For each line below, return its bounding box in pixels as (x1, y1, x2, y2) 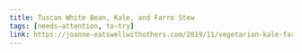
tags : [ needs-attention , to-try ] (9, 22, 135, 31)
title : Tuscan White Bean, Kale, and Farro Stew (9, 13, 195, 22)
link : (9, 30, 30, 39)
